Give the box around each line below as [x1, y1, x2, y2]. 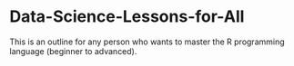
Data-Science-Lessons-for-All [9, 6, 245, 27]
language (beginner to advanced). [9, 45, 137, 56]
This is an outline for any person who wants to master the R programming [9, 36, 285, 47]
